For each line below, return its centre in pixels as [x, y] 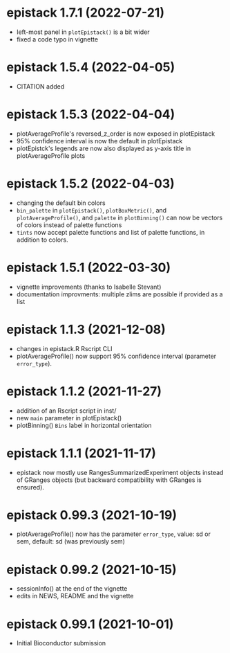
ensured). [30, 487]
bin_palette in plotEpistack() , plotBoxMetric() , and [92, 210]
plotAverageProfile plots [51, 155]
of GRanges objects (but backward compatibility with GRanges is [109, 480]
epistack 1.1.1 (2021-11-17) [82, 453]
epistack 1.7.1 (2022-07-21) [86, 13]
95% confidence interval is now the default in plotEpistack [99, 141]
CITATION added [40, 86]
